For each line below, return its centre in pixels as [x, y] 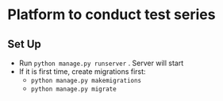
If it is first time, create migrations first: [82, 72]
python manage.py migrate [73, 89]
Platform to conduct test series [111, 15]
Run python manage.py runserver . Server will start [101, 63]
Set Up [24, 44]
